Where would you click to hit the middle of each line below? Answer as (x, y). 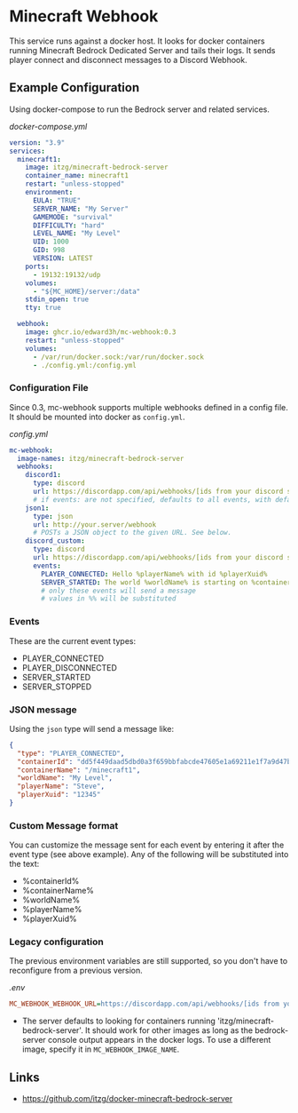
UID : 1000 (51, 242)
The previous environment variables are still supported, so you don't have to (149, 961)
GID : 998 (49, 250)
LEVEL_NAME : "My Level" (77, 234)
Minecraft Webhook (84, 16)
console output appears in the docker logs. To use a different (159, 1040)
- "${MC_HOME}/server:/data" (86, 291)
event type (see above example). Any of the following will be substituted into (149, 855)
